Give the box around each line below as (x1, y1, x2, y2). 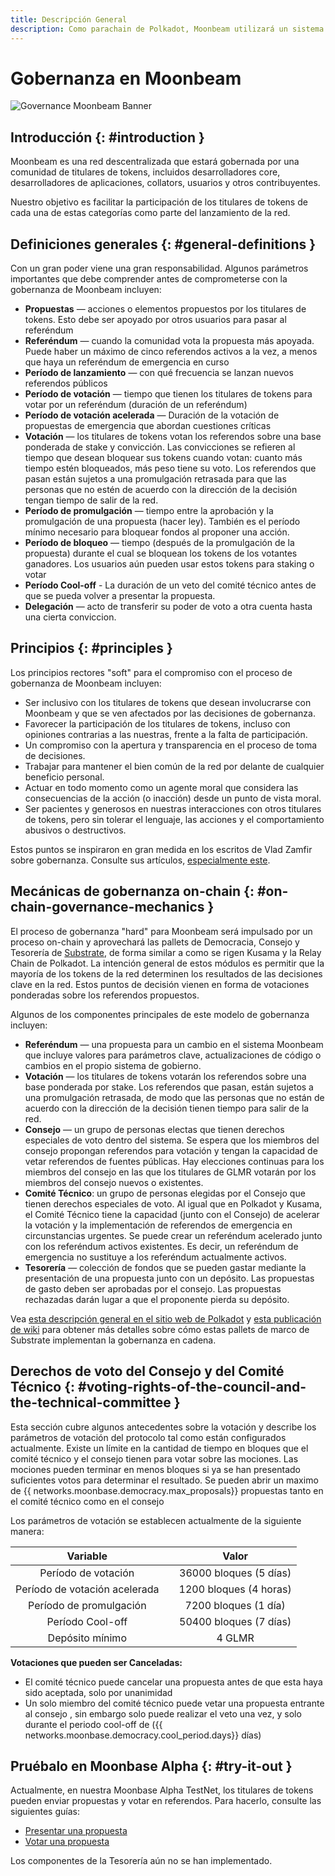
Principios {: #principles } (10, 640, 173, 657)
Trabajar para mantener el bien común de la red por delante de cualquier (24, 760, 325, 772)
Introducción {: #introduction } (10, 129, 205, 146)
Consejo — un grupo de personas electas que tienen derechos (24, 1123, 285, 1135)
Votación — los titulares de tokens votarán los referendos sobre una (24, 1070, 307, 1082)
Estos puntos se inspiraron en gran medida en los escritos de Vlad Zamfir (10, 843, 313, 855)
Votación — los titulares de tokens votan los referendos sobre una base (24, 431, 322, 443)
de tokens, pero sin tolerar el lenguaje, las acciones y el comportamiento (24, 813, 325, 825)
